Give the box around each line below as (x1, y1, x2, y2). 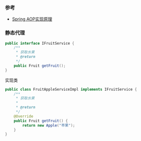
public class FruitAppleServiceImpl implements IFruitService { (5, 87, 137, 92)
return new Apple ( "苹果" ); (22, 123, 75, 128)
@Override (14, 114, 34, 119)
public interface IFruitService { (5, 41, 75, 46)
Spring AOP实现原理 (12, 16, 52, 22)
